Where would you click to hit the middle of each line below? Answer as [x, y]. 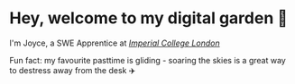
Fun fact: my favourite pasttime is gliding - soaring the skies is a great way [147, 60]
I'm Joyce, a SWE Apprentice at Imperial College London [115, 43]
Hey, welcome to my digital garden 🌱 [149, 18]
